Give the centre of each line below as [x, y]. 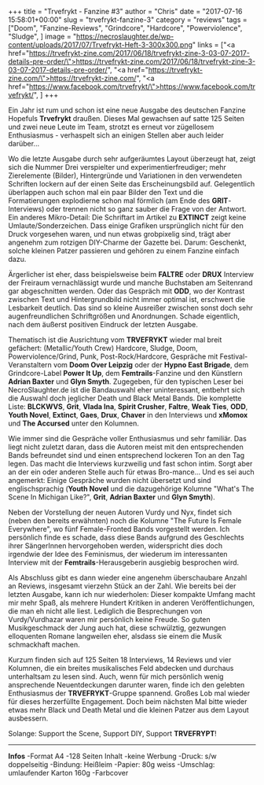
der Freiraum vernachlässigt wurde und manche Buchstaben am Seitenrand [130, 283]
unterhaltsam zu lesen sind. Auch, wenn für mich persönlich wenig [116, 676]
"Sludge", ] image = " [42, 36]
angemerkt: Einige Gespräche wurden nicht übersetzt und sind [110, 480]
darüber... [24, 144]
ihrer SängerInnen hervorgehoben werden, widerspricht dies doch [115, 545]
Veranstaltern [30, 365]
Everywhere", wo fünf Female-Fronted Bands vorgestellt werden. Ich [119, 529]
